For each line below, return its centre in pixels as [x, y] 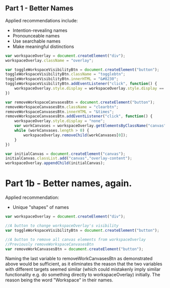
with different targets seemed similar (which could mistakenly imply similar [83, 269]
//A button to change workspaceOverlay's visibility [62, 226]
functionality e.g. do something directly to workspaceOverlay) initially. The [83, 275]
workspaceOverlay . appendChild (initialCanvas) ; [55, 163]
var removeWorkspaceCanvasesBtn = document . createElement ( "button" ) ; [80, 102]
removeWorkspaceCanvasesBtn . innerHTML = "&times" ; [60, 112]
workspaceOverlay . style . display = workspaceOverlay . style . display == [89, 89]
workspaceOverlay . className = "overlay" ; [50, 60]
